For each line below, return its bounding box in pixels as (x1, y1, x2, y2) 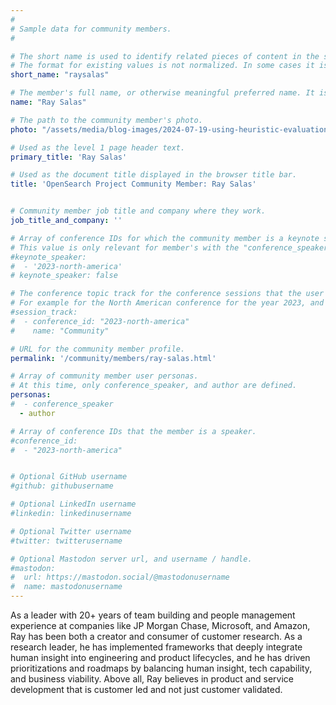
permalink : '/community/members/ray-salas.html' (10, 353, 217, 363)
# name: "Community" (10, 326, 110, 336)
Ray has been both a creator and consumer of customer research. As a (10, 631, 303, 642)
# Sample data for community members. (10, 24, 172, 34)
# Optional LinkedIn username (10, 499, 137, 510)
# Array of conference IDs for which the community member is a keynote (10, 233, 320, 243)
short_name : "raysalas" (10, 70, 110, 80)
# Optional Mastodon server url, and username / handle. (10, 554, 253, 564)
